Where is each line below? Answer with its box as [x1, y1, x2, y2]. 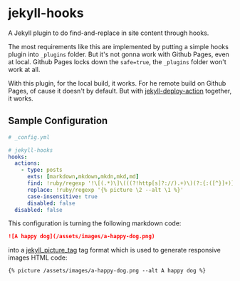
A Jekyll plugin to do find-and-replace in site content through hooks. [8, 29, 209, 37]
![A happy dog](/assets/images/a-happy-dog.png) [8, 233, 155, 240]
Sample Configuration [8, 115, 108, 127]
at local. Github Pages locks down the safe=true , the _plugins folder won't [8, 57, 226, 66]
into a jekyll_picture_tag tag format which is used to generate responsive [8, 246, 221, 255]
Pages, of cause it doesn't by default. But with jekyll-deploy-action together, [8, 86, 232, 95]
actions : [14, 160, 41, 167]
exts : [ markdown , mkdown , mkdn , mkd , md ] [26, 173, 140, 180]
